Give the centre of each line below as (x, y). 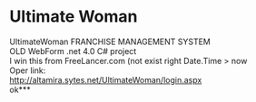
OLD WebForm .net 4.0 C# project (73, 51)
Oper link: (28, 70)
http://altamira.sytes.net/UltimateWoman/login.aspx (106, 79)
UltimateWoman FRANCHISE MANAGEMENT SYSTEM (110, 42)
